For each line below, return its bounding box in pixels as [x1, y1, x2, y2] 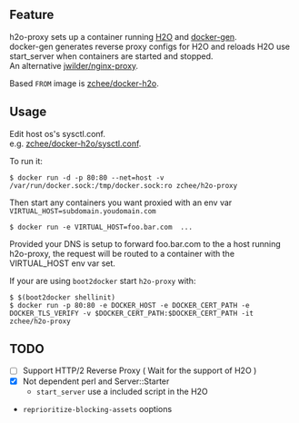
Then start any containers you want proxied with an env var [9, 197, 233, 208]
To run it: [9, 155, 44, 166]
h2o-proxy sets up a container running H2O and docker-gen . [9, 31, 238, 42]
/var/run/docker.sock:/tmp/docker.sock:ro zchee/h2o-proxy [9, 181, 238, 190]
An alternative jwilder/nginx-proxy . [9, 60, 139, 71]
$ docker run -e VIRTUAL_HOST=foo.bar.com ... [9, 222, 194, 231]
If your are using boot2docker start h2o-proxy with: [9, 275, 196, 286]
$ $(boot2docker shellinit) [9, 292, 116, 302]
